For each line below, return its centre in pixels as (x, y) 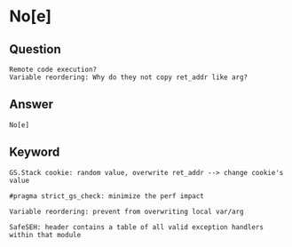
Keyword (35, 152)
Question (35, 49)
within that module (45, 235)
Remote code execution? (53, 69)
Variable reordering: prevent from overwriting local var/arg (126, 211)
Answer (32, 104)
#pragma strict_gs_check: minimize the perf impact (107, 196)
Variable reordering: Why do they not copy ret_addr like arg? (129, 77)
